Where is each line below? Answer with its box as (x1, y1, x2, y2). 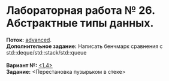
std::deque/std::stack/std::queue (6, 49, 87, 56)
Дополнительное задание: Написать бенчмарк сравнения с (6, 43, 163, 50)
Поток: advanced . (6, 36, 52, 43)
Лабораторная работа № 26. (6, 4, 155, 17)
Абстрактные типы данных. (6, 16, 154, 30)
